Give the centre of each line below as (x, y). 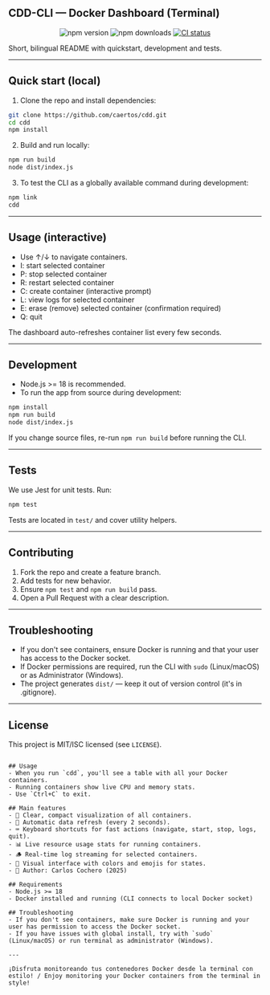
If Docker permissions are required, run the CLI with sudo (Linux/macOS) (139, 667)
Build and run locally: (55, 145)
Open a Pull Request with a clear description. (94, 597)
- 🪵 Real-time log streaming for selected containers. (103, 854)
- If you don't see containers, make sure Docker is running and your (129, 920)
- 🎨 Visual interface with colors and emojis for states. (107, 864)
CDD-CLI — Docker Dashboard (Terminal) (114, 13)
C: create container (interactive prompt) (86, 291)
